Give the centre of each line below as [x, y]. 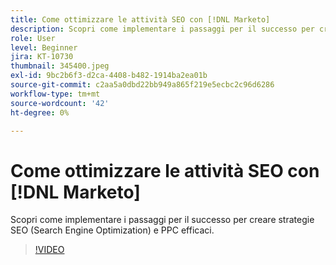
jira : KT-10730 [42, 57]
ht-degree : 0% [40, 112]
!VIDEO [49, 250]
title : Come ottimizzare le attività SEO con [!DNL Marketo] [140, 19]
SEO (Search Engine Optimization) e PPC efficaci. [112, 230]
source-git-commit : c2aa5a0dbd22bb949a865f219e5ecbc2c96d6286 [142, 85]
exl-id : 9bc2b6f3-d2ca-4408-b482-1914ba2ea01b [109, 76]
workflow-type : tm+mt [55, 94]
